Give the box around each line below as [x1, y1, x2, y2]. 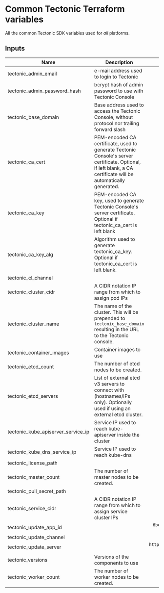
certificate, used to [94, 140, 138, 147]
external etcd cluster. [94, 411, 143, 418]
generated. [94, 183, 120, 190]
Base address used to [94, 102, 144, 108]
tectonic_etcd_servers [7, 392, 59, 399]
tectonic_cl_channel [7, 274, 53, 281]
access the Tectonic [94, 107, 141, 114]
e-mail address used [94, 67, 143, 74]
